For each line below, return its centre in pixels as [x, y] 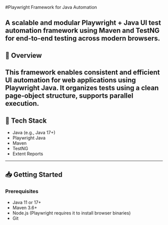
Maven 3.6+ [25, 208]
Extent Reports [28, 154]
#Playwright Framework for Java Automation [51, 7]
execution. [22, 104]
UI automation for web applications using [70, 80]
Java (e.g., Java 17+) [34, 132]
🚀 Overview [23, 55]
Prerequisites [22, 192]
